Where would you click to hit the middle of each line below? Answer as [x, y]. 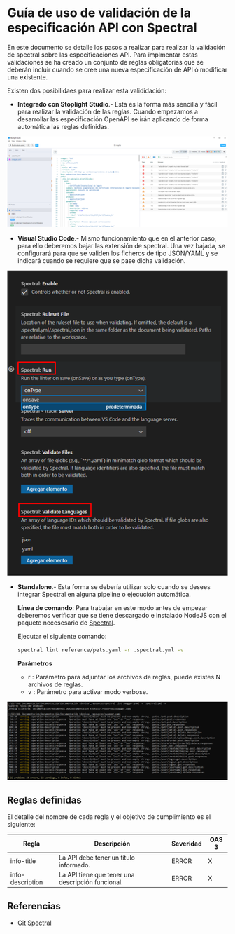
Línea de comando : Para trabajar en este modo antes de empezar [112, 608]
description [27, 882]
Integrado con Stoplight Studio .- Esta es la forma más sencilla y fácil [117, 104]
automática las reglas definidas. [63, 126]
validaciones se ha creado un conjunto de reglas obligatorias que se [106, 62]
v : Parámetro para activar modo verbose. [88, 692]
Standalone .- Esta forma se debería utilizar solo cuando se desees [114, 587]
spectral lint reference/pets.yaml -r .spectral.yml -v [100, 650]
